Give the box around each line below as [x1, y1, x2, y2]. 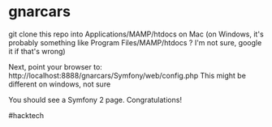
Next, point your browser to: [8, 61, 103, 71]
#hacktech [8, 110, 45, 120]
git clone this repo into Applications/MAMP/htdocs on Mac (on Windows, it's [8, 29, 264, 39]
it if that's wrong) [8, 46, 67, 56]
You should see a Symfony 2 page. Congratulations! [8, 95, 183, 104]
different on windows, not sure [8, 79, 111, 89]
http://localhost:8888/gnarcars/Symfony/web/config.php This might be [8, 70, 246, 80]
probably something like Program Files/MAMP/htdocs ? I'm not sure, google [8, 37, 262, 47]
